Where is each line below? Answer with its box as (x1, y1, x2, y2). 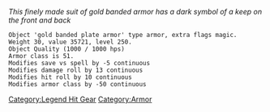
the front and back (8, 15, 71, 25)
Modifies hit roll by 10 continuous (8, 73, 132, 81)
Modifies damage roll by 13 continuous (8, 66, 144, 74)
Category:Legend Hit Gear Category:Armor (8, 94, 152, 104)
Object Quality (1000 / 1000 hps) (8, 45, 126, 53)
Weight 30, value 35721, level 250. (8, 38, 132, 46)
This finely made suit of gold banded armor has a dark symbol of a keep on (8, 7, 262, 16)
